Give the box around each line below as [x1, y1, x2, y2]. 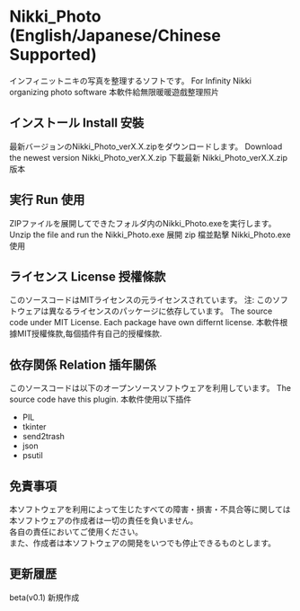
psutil [22, 450, 43, 461]
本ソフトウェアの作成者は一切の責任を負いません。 [9, 515, 199, 526]
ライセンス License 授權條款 [9, 269, 166, 284]
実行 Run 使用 [9, 192, 85, 208]
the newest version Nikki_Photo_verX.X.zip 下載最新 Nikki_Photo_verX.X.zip [9, 152, 288, 163]
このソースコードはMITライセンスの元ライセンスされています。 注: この [9, 295, 273, 305]
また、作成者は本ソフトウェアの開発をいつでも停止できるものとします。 [9, 537, 277, 548]
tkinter [22, 421, 47, 432]
